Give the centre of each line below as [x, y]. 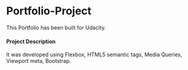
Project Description [31, 41]
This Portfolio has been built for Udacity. [56, 28]
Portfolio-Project [49, 11]
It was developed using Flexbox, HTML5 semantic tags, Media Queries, [94, 54]
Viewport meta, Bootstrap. [39, 61]
